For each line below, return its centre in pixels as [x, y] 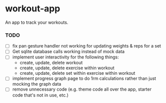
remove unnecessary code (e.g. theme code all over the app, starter [82, 89]
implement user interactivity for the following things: [65, 57]
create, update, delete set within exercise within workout [77, 73]
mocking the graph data [37, 84]
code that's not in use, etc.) [40, 95]
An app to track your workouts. [37, 22]
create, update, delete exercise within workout [67, 68]
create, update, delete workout [51, 63]
